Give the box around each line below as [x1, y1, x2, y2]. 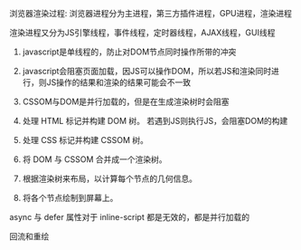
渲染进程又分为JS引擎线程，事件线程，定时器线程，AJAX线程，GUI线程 [9, 27, 276, 38]
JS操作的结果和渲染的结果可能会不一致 [46, 77, 192, 88]
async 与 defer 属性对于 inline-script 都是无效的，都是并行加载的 [9, 212, 250, 222]
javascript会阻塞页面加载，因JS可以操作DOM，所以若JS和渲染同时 [22, 66, 272, 76]
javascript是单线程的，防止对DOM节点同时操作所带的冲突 [22, 46, 237, 57]
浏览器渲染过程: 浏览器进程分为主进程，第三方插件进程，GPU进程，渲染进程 [9, 8, 292, 18]
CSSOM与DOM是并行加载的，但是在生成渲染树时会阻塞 [22, 96, 230, 107]
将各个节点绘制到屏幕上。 [22, 193, 118, 203]
